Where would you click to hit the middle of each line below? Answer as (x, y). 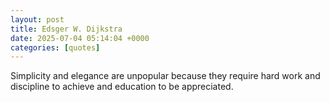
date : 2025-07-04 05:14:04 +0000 (80, 38)
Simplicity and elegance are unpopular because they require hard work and (165, 76)
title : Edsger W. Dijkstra (66, 29)
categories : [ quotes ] (55, 47)
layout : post (37, 19)
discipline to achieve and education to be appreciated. (122, 87)
